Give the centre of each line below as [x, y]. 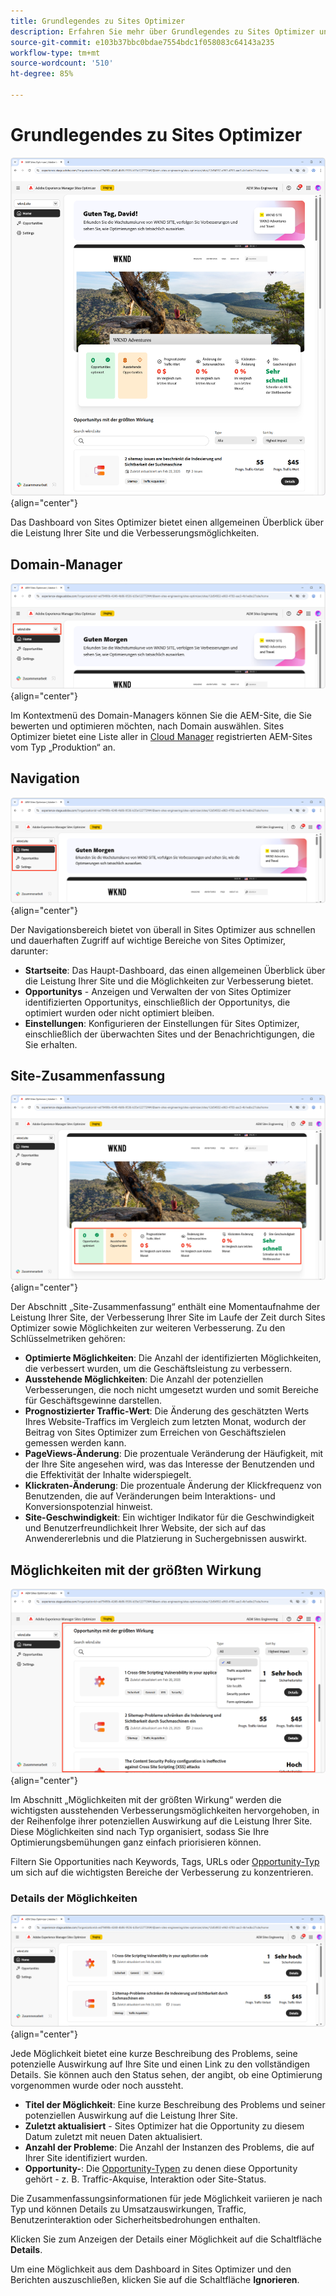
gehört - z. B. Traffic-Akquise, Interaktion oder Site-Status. [145, 2179]
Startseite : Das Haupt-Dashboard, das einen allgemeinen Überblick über [175, 970]
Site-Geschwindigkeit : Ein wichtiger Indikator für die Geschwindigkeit [169, 1517]
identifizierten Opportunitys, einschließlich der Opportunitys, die [157, 1002]
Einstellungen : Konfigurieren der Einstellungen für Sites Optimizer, [162, 1023]
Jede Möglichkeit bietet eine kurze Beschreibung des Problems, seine [154, 2054]
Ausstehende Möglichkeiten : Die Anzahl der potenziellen [144, 1379]
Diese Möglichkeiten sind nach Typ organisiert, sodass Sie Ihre [140, 1831]
